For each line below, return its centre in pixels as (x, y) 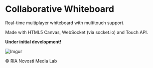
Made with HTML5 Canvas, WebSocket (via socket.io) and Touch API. (77, 32)
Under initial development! (33, 42)
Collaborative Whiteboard (60, 9)
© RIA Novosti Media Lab (31, 61)
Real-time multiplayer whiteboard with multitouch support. (65, 23)
